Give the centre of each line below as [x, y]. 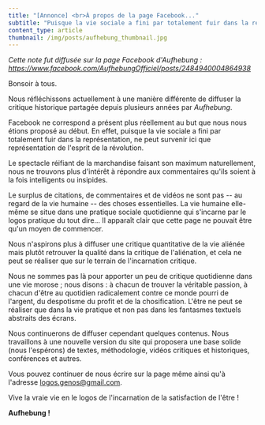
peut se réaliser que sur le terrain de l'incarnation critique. [103, 261]
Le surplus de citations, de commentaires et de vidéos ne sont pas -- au [125, 195]
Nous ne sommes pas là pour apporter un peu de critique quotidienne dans [130, 276]
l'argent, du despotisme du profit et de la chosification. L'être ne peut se [125, 302]
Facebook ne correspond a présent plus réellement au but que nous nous [127, 122]
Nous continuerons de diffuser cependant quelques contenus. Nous [119, 333]
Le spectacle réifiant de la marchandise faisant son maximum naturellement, [132, 164]
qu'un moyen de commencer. [56, 229]
